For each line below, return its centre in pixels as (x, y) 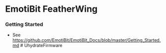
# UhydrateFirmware (41, 46)
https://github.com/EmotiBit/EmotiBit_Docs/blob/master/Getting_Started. (86, 40)
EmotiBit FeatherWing (51, 9)
